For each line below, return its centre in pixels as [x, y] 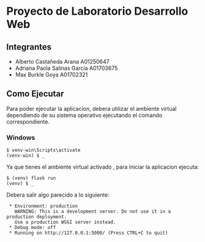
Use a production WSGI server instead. [65, 222]
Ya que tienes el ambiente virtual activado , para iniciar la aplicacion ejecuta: [102, 167]
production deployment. [37, 217]
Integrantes [29, 47]
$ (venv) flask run [31, 178]
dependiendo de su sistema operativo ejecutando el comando [84, 115]
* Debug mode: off [32, 228]
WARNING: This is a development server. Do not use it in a [93, 212]
